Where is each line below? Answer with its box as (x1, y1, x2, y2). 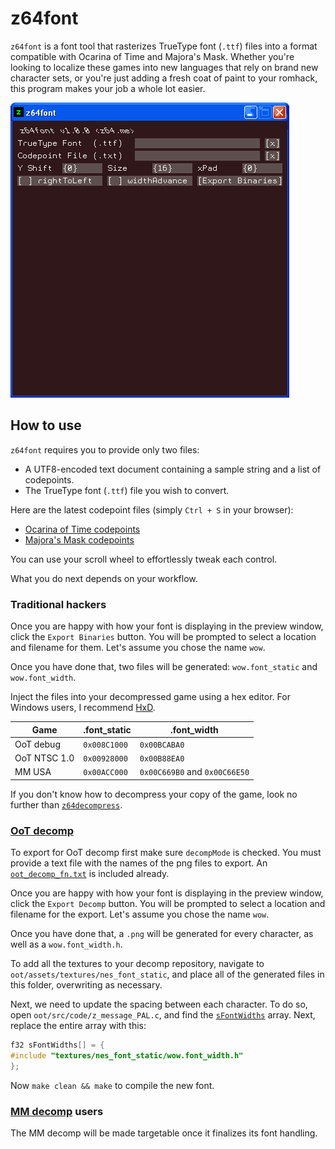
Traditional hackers (10, 597, 107, 611)
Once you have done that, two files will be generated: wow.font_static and (10, 661, 318, 673)
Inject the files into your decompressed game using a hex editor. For (10, 691, 291, 703)
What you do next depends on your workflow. (10, 572, 198, 584)
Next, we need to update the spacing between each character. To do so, (10, 998, 308, 1011)
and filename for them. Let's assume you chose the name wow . (10, 642, 266, 654)
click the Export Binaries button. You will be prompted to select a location (10, 631, 317, 643)
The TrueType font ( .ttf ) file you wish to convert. (24, 484, 230, 496)
